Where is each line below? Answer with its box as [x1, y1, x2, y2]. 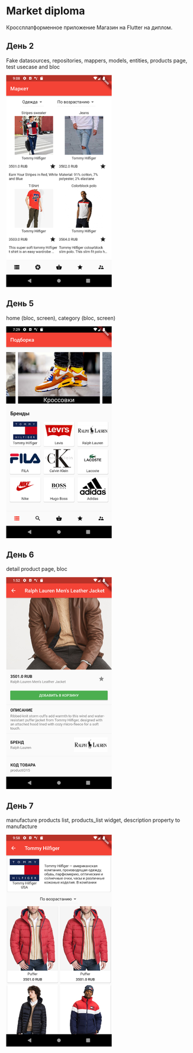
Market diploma [6, 4, 85, 18]
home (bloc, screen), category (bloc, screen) [6, 314, 116, 322]
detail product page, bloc [6, 565, 67, 573]
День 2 [6, 41, 34, 51]
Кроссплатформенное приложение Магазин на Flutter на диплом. [6, 24, 173, 31]
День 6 [6, 549, 34, 559]
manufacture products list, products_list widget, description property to [6, 816, 181, 824]
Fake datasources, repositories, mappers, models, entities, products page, [6, 56, 188, 64]
